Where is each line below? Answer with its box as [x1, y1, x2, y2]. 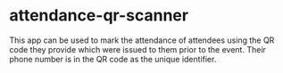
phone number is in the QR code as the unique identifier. [9, 53, 217, 64]
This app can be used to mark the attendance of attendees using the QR [9, 35, 275, 45]
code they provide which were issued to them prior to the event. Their [9, 44, 266, 54]
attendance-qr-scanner [9, 5, 189, 26]
